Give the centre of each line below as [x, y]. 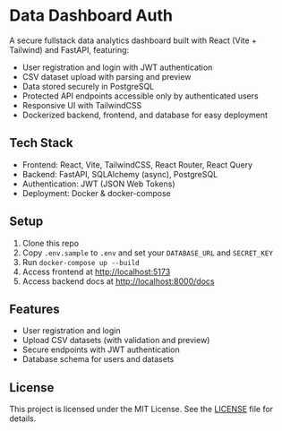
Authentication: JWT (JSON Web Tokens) [99, 184]
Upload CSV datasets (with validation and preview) [116, 340]
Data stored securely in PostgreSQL [88, 86]
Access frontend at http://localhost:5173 [96, 272]
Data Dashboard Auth [91, 16]
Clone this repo [50, 243]
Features [34, 309]
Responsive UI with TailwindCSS [82, 105]
